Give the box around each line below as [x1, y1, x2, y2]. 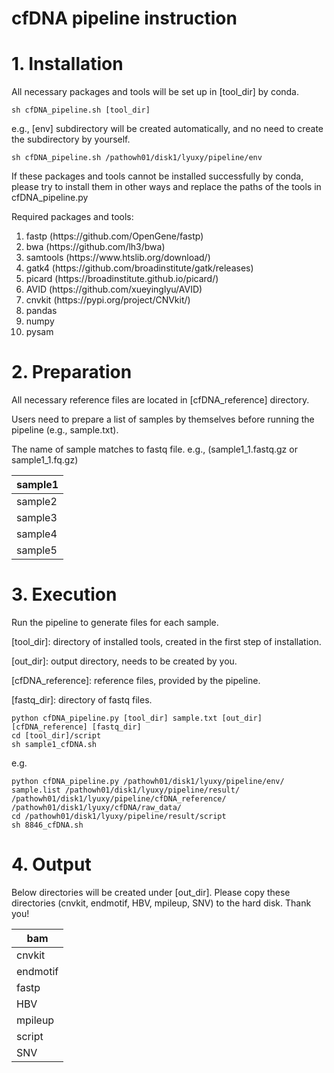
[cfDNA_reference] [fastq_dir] [11, 722, 142, 732]
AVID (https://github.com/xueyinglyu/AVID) [25, 283, 203, 296]
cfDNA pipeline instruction [11, 7, 238, 30]
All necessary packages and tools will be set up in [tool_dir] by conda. [11, 86, 300, 98]
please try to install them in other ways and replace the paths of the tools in [11, 181, 322, 193]
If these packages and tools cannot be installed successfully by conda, [11, 170, 304, 182]
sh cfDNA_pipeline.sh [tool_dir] [11, 105, 151, 116]
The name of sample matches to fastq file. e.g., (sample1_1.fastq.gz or [11, 443, 298, 456]
